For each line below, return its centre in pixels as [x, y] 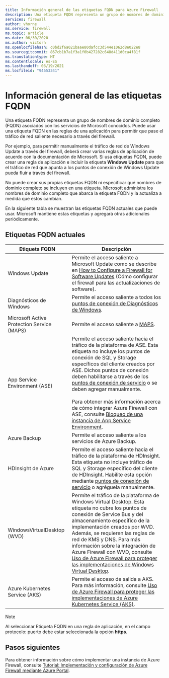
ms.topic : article [24, 33]
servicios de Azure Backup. [104, 441]
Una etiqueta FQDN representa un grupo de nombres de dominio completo [83, 120]
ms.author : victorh [26, 43]
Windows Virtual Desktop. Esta [108, 501]
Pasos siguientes [33, 648]
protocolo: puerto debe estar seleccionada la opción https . [66, 632]
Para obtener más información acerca [116, 402]
